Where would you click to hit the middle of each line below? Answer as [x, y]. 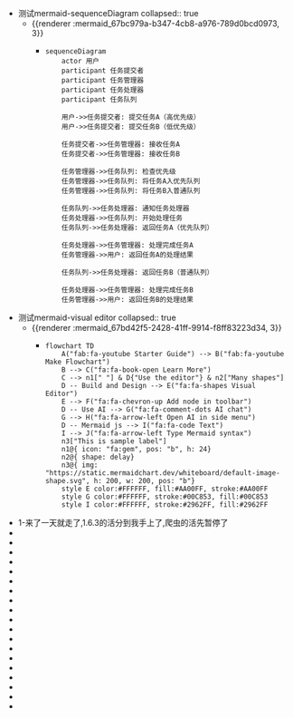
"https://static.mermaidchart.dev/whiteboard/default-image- [162, 473]
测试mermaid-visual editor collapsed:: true [97, 317]
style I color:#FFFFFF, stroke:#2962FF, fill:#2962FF [165, 505]
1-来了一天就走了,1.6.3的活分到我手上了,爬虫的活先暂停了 [123, 523]
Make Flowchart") [77, 362]
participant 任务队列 [99, 100]
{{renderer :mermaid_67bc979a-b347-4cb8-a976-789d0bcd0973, [156, 24]
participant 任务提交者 [103, 71]
